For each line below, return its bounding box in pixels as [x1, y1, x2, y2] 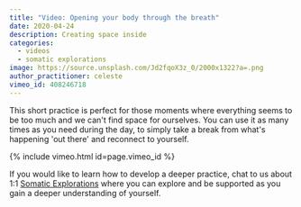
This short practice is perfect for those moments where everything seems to [9, 104, 293, 115]
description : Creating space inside [9, 30, 147, 39]
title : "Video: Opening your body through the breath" [9, 13, 220, 22]
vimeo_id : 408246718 [9, 80, 87, 89]
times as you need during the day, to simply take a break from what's [9, 123, 266, 135]
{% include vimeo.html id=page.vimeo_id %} [9, 150, 176, 162]
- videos [17, 47, 50, 56]
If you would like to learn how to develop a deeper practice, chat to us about [9, 168, 293, 179]
